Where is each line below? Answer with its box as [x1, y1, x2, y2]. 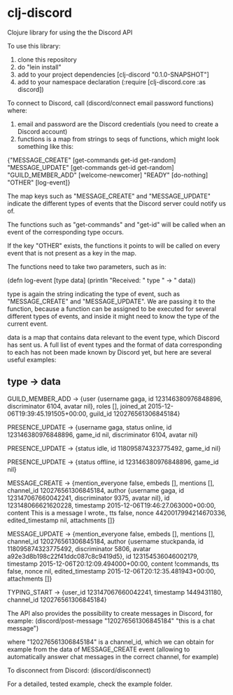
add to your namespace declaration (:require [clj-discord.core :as [17, 77, 206, 86]
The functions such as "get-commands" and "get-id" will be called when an [7, 220, 226, 229]
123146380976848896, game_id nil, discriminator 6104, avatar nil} [7, 430, 198, 439]
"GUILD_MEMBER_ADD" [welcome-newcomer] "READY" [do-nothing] [7, 171, 209, 179]
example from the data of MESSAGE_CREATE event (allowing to [7, 644, 190, 654]
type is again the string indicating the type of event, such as [7, 289, 181, 298]
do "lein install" [17, 62, 62, 71]
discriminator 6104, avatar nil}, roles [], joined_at [7, 402, 147, 410]
